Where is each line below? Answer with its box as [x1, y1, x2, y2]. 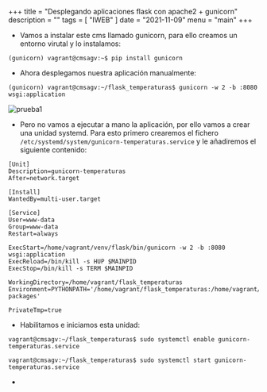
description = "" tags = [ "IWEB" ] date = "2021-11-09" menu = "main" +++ [8, 15, 253, 25]
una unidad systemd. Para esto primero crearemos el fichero [19, 129, 219, 137]
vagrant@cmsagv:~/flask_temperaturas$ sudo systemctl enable [8, 336, 215, 344]
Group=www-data [8, 223, 59, 231]
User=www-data [8, 216, 56, 224]
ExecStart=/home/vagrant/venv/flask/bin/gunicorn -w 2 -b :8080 [8, 244, 226, 252]
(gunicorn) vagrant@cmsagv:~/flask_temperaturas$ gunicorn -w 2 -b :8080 [8, 83, 258, 91]
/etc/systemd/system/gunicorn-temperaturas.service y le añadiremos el [19, 136, 257, 146]
